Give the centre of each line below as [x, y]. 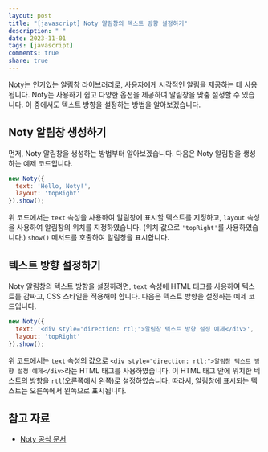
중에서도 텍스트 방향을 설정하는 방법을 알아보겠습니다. [117, 105]
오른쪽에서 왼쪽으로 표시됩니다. [78, 390]
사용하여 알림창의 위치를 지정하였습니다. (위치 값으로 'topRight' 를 [120, 228]
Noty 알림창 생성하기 [57, 132]
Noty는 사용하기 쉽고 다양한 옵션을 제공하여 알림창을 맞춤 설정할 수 [136, 94]
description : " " [37, 31]
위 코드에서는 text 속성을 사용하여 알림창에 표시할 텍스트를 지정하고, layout [127, 217]
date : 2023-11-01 [37, 38]
